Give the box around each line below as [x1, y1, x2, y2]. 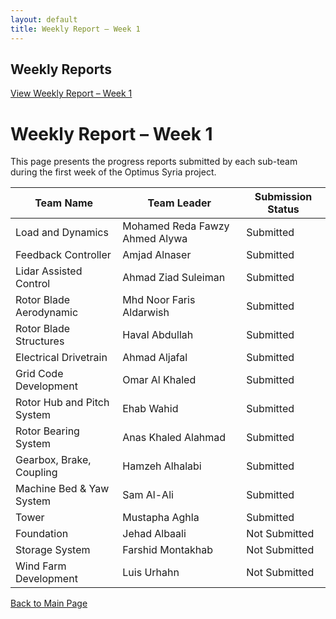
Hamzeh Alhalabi [122, 459, 202, 473]
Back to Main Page [10, 597, 88, 610]
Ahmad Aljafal [122, 351, 188, 365]
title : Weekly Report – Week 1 [10, 24, 141, 34]
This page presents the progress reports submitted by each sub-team [10, 156, 298, 168]
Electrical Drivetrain [15, 351, 108, 365]
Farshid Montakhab [122, 543, 214, 557]
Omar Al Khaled [122, 373, 197, 387]
